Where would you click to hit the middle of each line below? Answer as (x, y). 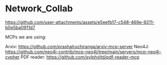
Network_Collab (39, 9)
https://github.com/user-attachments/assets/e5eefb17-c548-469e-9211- (80, 22)
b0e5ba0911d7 (20, 27)
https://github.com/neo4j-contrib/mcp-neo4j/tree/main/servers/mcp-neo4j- (83, 52)
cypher (12, 57)
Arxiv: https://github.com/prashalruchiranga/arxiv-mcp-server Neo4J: (77, 46)
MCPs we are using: (26, 37)
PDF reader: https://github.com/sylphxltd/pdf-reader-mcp (80, 57)
